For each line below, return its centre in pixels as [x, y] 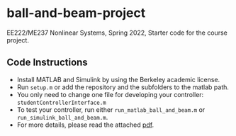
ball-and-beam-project [76, 13]
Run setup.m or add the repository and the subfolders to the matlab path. [123, 87]
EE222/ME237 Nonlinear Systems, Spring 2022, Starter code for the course [117, 33]
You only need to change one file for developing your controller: [110, 94]
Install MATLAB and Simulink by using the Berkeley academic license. [118, 79]
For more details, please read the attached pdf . [85, 125]
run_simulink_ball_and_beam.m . [62, 117]
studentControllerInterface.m [62, 103]
